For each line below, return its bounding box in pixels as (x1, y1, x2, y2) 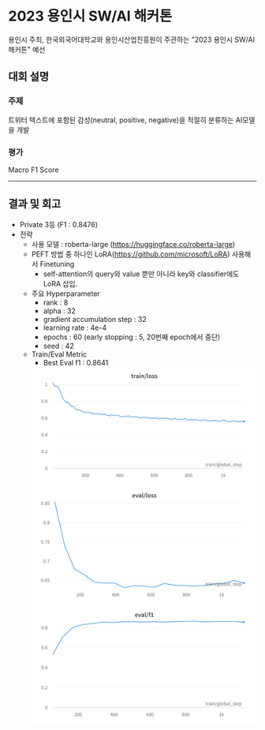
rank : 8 (43, 298, 69, 307)
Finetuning (39, 259, 75, 268)
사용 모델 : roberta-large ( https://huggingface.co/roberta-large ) (31, 239, 236, 249)
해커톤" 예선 (8, 44, 46, 54)
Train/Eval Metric (31, 349, 88, 359)
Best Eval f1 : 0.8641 (43, 358, 109, 367)
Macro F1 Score (8, 165, 59, 174)
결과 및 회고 (8, 197, 62, 211)
